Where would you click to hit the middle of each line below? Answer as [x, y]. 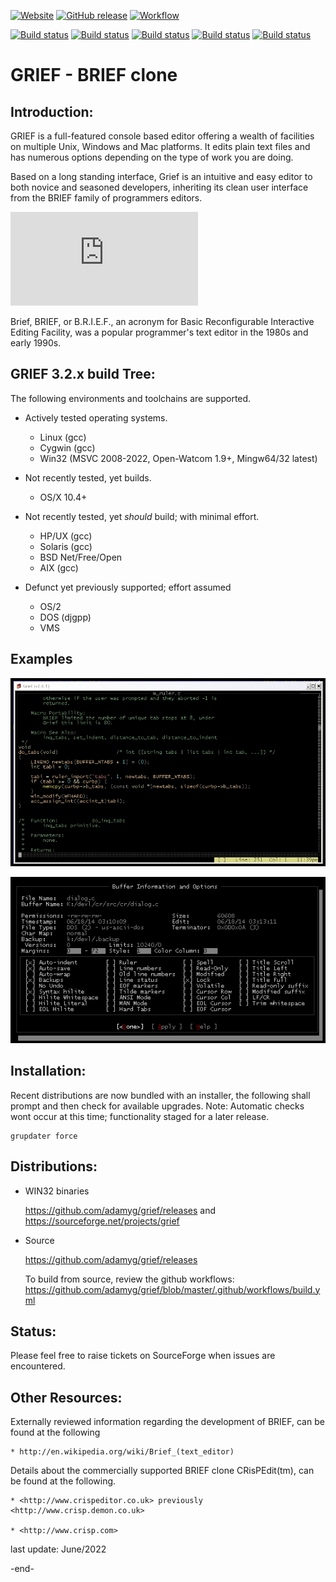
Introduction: [52, 111]
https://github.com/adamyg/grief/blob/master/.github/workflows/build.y [172, 1289]
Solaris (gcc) [66, 546]
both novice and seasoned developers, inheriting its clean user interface [159, 187]
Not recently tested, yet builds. [88, 477]
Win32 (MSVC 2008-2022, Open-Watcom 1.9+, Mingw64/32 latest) [178, 458]
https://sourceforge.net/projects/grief [102, 1221]
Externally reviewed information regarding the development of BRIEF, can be [167, 1422]
